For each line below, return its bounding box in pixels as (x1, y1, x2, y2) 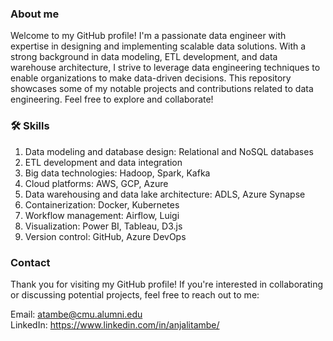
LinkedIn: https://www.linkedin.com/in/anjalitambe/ (10, 318, 220, 331)
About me (10, 7, 60, 21)
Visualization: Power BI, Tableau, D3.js (24, 220, 183, 232)
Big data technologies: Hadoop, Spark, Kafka (24, 167, 211, 179)
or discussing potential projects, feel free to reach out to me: (10, 288, 260, 301)
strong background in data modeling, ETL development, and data (10, 51, 278, 63)
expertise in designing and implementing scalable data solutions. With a (10, 40, 307, 52)
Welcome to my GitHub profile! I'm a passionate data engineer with (10, 30, 287, 42)
